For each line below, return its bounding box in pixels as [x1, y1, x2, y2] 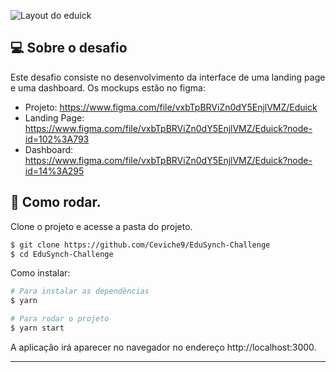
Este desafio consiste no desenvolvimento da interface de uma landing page [10, 71, 326, 83]
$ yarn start [10, 323, 65, 333]
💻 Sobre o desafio [10, 40, 128, 57]
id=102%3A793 [24, 133, 90, 145]
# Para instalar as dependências [10, 286, 150, 297]
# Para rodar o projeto [10, 314, 110, 324]
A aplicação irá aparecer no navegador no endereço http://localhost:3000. [10, 341, 317, 353]
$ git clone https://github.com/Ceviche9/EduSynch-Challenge [10, 240, 271, 250]
